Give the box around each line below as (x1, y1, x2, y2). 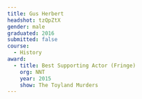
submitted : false (7, 36, 58, 43)
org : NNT (20, 68, 45, 75)
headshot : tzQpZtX (7, 17, 61, 24)
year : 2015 (20, 75, 52, 82)
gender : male (7, 23, 45, 30)
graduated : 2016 (7, 29, 55, 37)
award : (7, 56, 27, 63)
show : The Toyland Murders (20, 82, 99, 89)
